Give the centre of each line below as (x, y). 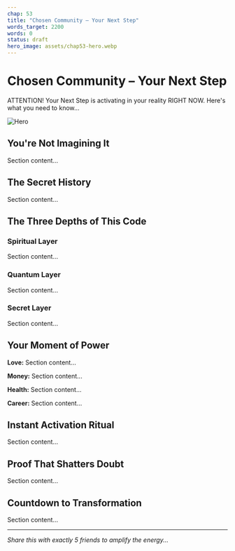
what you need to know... (43, 108)
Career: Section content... (45, 403)
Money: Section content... (45, 376)
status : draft (28, 40)
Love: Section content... (42, 362)
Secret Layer (29, 308)
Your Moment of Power (58, 345)
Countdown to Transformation (74, 503)
